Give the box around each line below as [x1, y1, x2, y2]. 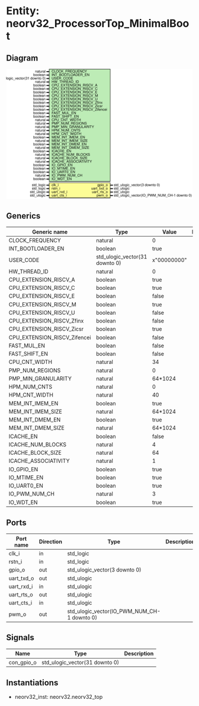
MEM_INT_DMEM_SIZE [8, 424, 65, 432]
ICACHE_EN [8, 433, 38, 440]
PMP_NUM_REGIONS [8, 366, 61, 374]
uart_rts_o [8, 591, 34, 598]
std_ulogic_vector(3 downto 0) [67, 566, 142, 573]
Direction [38, 538, 62, 545]
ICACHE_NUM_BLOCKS [8, 440, 67, 448]
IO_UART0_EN [8, 482, 43, 490]
